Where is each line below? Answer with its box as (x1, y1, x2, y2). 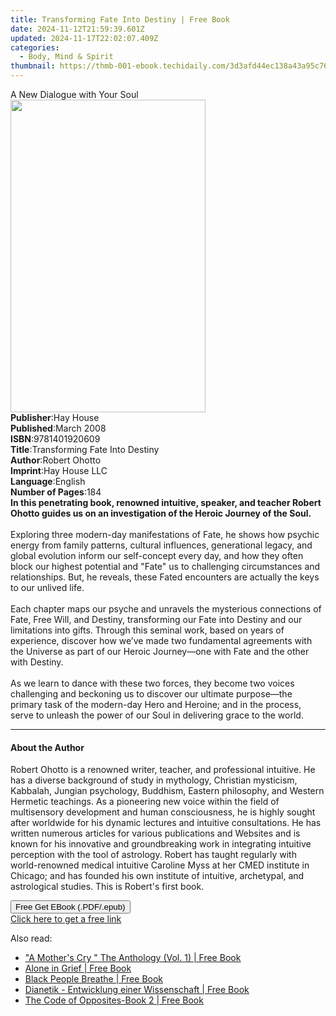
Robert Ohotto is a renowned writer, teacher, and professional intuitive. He (10, 764, 316, 776)
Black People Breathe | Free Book (24, 973, 164, 985)
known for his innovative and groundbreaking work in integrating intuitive (10, 838, 312, 850)
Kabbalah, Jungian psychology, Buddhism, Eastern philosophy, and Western (10, 785, 325, 797)
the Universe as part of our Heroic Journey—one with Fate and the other (10, 646, 310, 657)
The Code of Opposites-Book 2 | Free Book (24, 994, 204, 1006)
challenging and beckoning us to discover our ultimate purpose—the (10, 688, 293, 700)
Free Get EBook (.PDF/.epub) (15, 902, 126, 913)
